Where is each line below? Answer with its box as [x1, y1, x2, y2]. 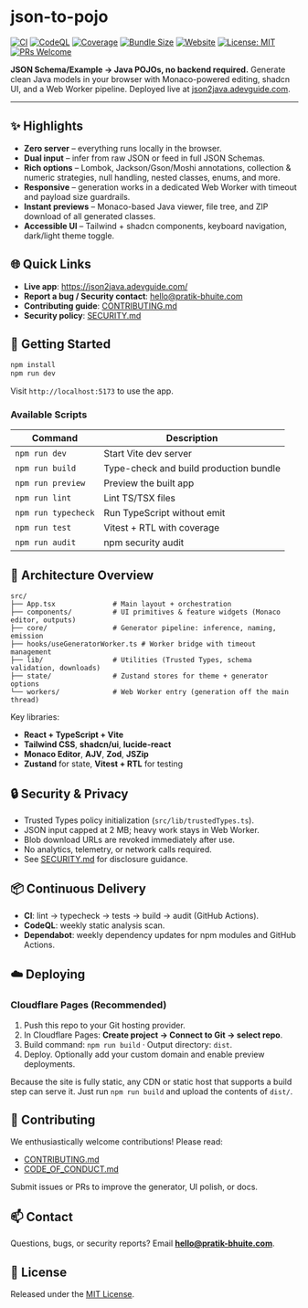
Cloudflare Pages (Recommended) [10, 998, 167, 1011]
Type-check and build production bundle [103, 462, 281, 475]
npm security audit [103, 536, 185, 549]
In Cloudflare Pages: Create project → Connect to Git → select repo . [23, 1029, 283, 1040]
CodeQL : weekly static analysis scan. [23, 920, 165, 931]
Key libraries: [10, 712, 60, 723]
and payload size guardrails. [23, 191, 131, 202]
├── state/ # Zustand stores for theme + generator [10, 671, 269, 681]
